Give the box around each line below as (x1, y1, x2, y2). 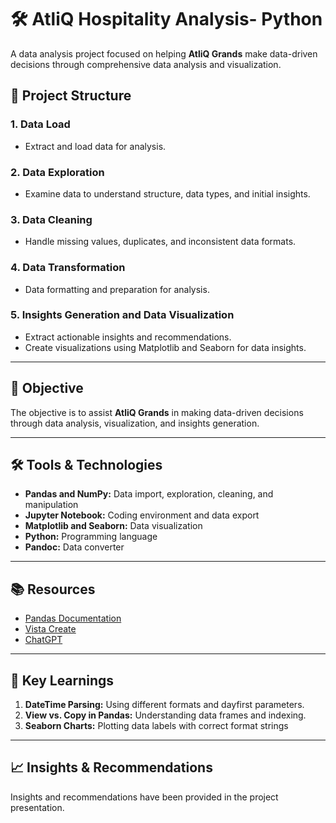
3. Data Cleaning (10, 212, 93, 226)
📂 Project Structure (10, 87, 132, 105)
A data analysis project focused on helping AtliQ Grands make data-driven (10, 47, 318, 60)
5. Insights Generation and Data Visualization (10, 308, 235, 322)
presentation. (10, 801, 65, 813)
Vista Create (24, 623, 77, 635)
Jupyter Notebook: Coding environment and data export (24, 509, 260, 521)
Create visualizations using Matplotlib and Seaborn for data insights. (24, 341, 307, 353)
